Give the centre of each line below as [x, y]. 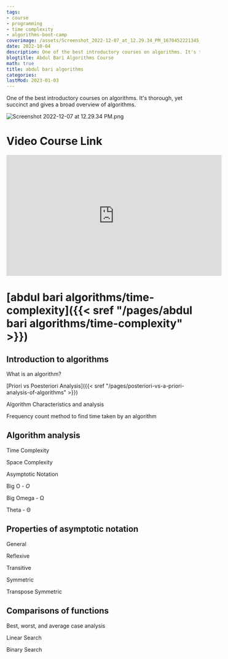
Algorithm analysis [44, 436]
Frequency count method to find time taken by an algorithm [81, 416]
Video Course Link [54, 141]
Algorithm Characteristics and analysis [55, 404]
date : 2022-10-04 [29, 47]
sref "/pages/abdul [143, 310]
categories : [22, 75]
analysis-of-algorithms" [36, 392]
